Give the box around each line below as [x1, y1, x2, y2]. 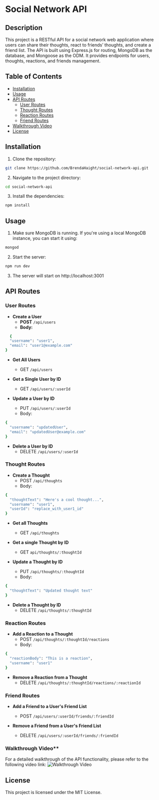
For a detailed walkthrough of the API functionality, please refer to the [5, 756, 149, 763]
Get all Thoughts [12, 520, 48, 526]
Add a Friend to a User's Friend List [12, 703, 87, 709]
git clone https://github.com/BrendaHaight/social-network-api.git [5, 165, 149, 170]
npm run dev [5, 263, 30, 268]
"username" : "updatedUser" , [9, 425, 68, 430]
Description [5, 23, 42, 32]
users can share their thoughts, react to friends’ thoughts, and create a [5, 42, 151, 48]
